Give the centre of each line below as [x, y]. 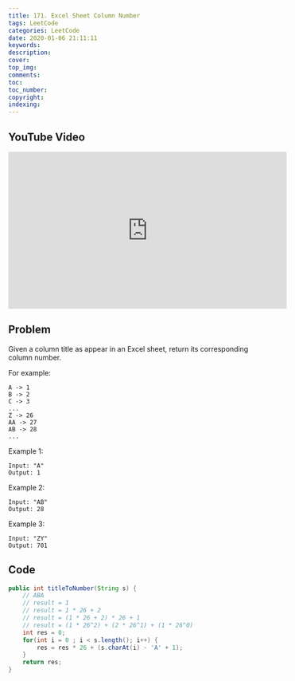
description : [30, 53]
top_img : [23, 68]
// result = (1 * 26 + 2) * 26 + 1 [82, 618]
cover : [19, 61]
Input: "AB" [28, 502]
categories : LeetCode [44, 30]
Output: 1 [25, 472]
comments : [25, 75]
